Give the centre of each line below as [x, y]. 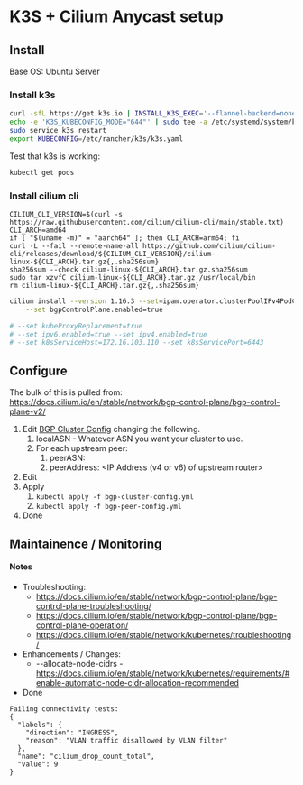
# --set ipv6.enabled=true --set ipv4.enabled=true [108, 334]
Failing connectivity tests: [64, 709]
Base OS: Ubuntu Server [55, 71]
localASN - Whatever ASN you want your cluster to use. [139, 439]
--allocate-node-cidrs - [79, 663]
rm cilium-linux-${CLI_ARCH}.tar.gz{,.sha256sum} [105, 285]
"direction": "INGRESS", [72, 733]
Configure [38, 370]
